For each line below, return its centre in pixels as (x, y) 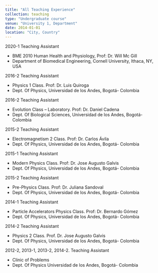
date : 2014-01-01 (23, 28)
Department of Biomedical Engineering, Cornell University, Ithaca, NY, (83, 61)
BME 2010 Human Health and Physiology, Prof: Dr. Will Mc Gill (75, 56)
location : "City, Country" (33, 32)
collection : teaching (27, 14)
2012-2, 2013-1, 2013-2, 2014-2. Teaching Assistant (57, 250)
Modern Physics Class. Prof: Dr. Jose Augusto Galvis (65, 163)
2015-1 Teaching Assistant (32, 153)
